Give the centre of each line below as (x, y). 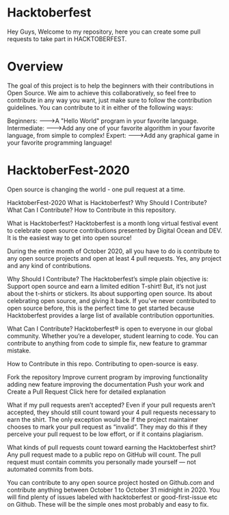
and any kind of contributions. (49, 265)
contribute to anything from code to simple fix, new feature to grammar (107, 343)
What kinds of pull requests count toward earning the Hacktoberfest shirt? (112, 447)
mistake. (19, 350)
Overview (35, 67)
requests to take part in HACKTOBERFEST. (67, 38)
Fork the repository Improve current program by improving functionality (108, 377)
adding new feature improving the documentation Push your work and (106, 384)
